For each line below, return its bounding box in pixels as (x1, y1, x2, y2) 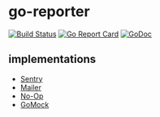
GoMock (19, 99, 50, 109)
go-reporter (8, 2, 91, 21)
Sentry (19, 73, 43, 83)
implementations (8, 52, 97, 66)
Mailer (19, 82, 42, 92)
